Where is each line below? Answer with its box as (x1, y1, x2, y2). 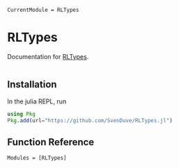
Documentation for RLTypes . (7, 52, 89, 60)
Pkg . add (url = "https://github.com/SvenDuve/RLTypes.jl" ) (7, 117, 173, 124)
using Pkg (7, 110, 36, 117)
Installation (7, 78, 57, 90)
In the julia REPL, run (7, 97, 67, 106)
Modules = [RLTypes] (7, 155, 68, 162)
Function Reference (7, 136, 95, 148)
